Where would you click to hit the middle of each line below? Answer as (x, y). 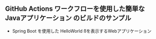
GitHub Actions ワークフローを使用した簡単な (75, 9)
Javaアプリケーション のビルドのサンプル (68, 18)
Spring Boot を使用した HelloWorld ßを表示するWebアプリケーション (82, 31)
